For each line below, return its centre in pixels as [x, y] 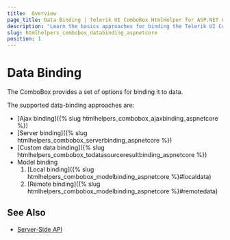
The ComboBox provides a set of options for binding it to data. [95, 92]
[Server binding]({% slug [52, 133]
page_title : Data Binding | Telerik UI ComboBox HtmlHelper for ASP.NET [113, 20]
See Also [26, 213]
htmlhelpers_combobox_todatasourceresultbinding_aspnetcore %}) [112, 155]
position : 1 [24, 39]
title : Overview [32, 13]
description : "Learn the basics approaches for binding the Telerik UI [111, 26]
